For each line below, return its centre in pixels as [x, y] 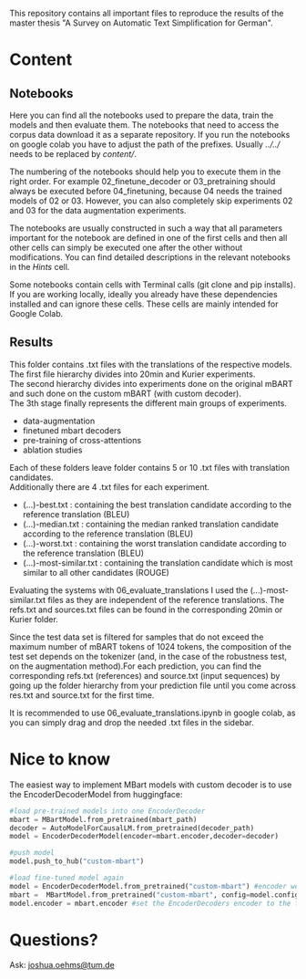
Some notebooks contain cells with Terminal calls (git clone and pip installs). [153, 285]
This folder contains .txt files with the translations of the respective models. [151, 364]
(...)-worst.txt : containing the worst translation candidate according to [154, 543]
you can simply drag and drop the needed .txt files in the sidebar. [132, 722]
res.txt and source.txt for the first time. [82, 695]
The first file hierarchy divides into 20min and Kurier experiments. [133, 374]
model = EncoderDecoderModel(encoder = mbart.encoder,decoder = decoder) [144, 837]
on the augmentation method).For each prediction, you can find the [136, 666]
